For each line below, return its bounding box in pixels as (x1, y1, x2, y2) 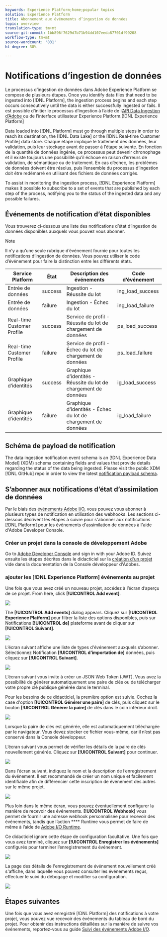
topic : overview (5, 21, 39, 26)
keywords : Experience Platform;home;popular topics (5, 7, 114, 12)
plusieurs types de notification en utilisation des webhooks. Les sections (5, 511, 154, 517)
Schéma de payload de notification (5, 441, 116, 450)
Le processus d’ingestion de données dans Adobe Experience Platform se (5, 87, 157, 93)
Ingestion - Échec (66, 299, 109, 306)
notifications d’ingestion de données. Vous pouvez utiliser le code (5, 253, 140, 259)
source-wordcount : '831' (5, 40, 57, 45)
